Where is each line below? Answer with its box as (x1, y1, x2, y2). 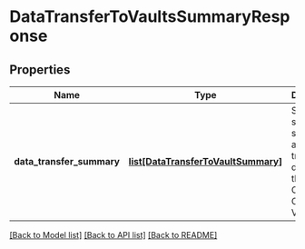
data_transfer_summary (14, 155, 121, 167)
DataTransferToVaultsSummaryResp (9, 6, 290, 27)
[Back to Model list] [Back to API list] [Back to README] (9, 230, 218, 240)
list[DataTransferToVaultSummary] (128, 155, 283, 167)
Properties (9, 62, 71, 77)
